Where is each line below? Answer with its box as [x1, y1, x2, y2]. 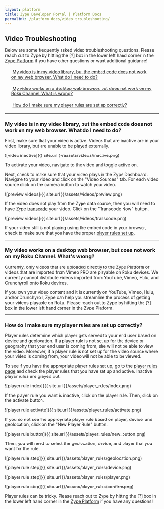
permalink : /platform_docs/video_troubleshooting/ [5, 16, 110, 21]
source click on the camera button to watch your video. [5, 182, 116, 188]
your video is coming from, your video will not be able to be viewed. [5, 354, 142, 359]
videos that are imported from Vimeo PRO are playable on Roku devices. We [5, 269, 158, 275]
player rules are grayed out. [5, 374, 61, 379]
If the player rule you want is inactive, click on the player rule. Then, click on [5, 392, 158, 398]
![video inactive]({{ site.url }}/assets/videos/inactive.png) [5, 153, 120, 158]
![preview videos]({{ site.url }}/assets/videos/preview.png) [5, 191, 122, 197]
